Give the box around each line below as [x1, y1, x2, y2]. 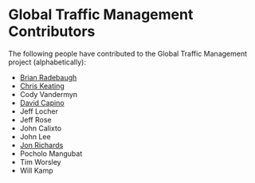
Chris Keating [19, 81, 65, 91]
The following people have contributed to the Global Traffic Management [8, 49, 248, 58]
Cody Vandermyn [19, 89, 78, 99]
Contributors [8, 22, 96, 41]
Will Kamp [19, 165, 53, 175]
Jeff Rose [19, 115, 52, 124]
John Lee [19, 131, 51, 141]
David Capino [19, 98, 65, 107]
